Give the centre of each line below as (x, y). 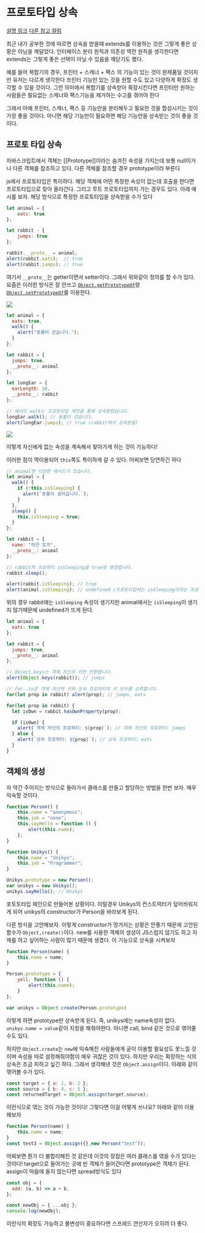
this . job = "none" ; (42, 818)
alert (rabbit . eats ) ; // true (45, 259)
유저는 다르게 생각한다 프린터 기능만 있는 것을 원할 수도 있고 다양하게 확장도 (102, 80)
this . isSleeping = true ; (49, 517)
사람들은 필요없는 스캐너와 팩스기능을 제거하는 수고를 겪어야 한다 (83, 95)
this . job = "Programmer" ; (50, 863)
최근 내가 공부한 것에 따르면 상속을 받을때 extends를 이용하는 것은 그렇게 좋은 (99, 44)
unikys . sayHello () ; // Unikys (45, 891)
